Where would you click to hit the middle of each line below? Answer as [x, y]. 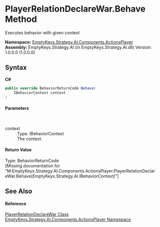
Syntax [16, 68]
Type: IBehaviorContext [41, 133]
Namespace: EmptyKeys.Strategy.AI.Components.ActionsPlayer [69, 42]
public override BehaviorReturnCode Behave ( [51, 88]
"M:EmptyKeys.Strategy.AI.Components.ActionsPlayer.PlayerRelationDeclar [80, 171]
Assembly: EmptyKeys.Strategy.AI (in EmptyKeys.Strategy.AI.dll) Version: [79, 47]
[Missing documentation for [33, 165]
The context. [30, 139]
